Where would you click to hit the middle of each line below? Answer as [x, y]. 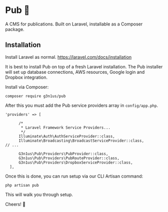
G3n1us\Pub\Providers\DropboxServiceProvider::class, [76, 162]
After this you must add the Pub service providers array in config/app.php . [82, 105]
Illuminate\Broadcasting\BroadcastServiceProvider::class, [81, 141]
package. [15, 29]
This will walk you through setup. [39, 195]
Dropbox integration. [26, 77]
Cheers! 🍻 [15, 204]
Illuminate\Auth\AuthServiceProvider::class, [66, 136]
